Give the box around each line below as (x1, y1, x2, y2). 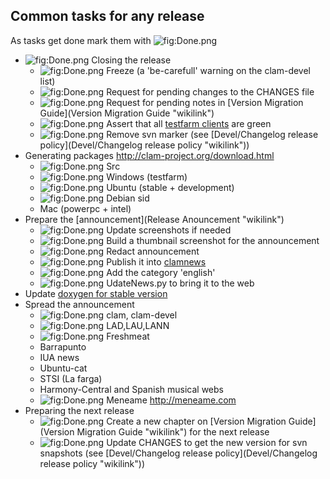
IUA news (39, 351, 80, 363)
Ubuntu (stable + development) (106, 181, 235, 193)
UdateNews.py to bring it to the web (106, 277, 255, 289)
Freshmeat (106, 330, 150, 342)
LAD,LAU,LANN (106, 319, 170, 331)
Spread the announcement (24, 298, 135, 310)
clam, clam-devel (106, 309, 178, 321)
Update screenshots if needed (106, 224, 232, 236)
